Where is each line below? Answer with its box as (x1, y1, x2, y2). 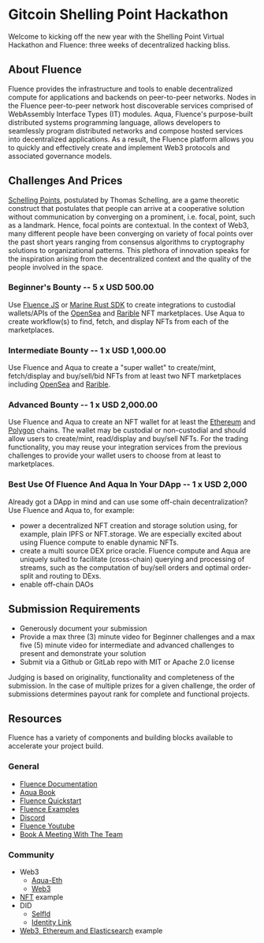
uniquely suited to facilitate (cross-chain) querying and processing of (19, 554, 245, 564)
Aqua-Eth (31, 875, 63, 885)
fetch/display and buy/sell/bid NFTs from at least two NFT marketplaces (8, 372, 242, 381)
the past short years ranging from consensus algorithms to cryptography (8, 237, 245, 247)
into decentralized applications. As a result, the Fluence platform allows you (8, 134, 255, 144)
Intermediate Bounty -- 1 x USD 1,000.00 (8, 345, 167, 356)
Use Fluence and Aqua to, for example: (8, 505, 136, 515)
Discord (19, 813, 46, 822)
